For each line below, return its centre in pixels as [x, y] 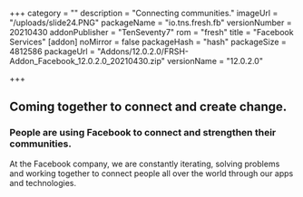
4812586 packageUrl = [52, 52]
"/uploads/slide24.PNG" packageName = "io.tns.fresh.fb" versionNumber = [151, 23]
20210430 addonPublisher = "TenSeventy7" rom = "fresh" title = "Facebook [151, 32]
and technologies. [43, 183]
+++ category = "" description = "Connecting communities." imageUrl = [144, 13]
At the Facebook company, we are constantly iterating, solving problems [145, 164]
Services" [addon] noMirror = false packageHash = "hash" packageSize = [148, 42]
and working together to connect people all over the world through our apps [151, 173]
